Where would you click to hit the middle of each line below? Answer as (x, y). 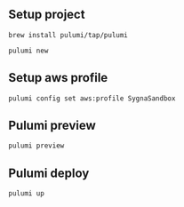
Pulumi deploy (49, 173)
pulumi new (28, 51)
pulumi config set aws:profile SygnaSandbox (92, 98)
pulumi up (27, 194)
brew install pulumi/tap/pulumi (68, 35)
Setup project (47, 15)
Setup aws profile (58, 78)
